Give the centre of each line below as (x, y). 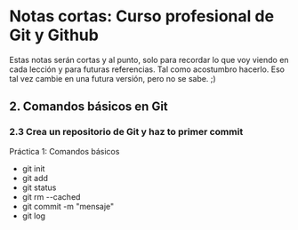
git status (39, 187)
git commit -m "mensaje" (68, 206)
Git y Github (54, 35)
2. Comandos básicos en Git (89, 107)
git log (34, 216)
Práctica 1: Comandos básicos (64, 151)
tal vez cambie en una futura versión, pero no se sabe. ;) (113, 78)
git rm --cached (51, 196)
